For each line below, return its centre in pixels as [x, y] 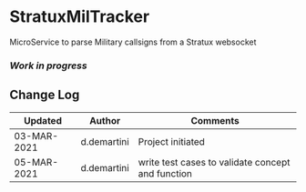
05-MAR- [36, 162]
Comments [215, 120]
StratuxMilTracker [80, 17]
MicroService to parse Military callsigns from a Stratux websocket [133, 42]
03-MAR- [36, 136]
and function [165, 173]
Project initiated [171, 141]
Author [105, 120]
